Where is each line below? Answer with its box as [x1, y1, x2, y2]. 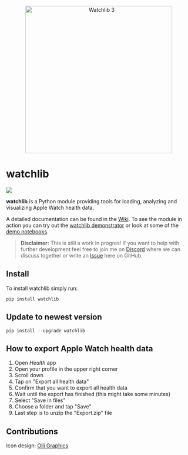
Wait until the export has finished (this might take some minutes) [14, 391, 171, 398]
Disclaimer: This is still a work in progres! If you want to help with [20, 239, 180, 246]
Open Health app [14, 360, 56, 367]
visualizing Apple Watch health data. [6, 204, 95, 211]
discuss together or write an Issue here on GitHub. [20, 252, 143, 259]
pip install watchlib [6, 296, 59, 302]
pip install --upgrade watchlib [6, 328, 85, 334]
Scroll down [14, 372, 44, 379]
